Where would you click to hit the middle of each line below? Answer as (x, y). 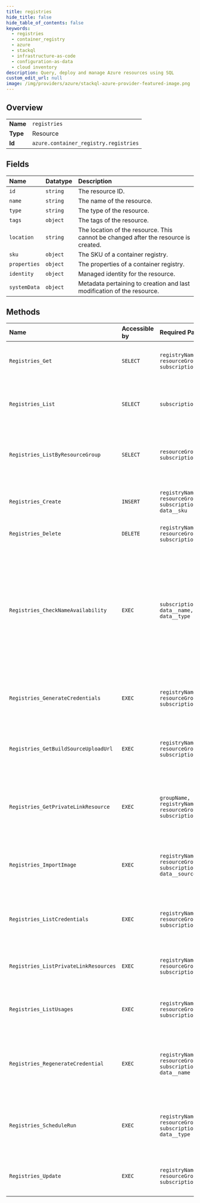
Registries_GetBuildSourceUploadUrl (61, 749)
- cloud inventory (35, 67)
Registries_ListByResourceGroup (55, 455)
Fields (18, 164)
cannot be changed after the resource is (134, 237)
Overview (25, 108)
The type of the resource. (114, 210)
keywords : (18, 28)
